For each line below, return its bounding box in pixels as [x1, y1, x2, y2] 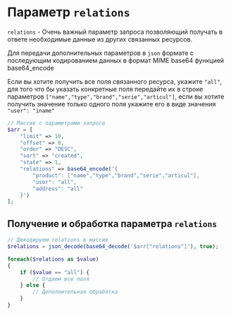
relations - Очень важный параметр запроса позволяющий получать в [7, 27, 223, 36]
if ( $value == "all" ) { [20, 268, 90, 276]
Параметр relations [7, 4, 130, 20]
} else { [20, 282, 46, 289]
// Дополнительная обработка [32, 288, 118, 296]
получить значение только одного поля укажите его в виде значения [7, 99, 216, 108]
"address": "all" [32, 185, 83, 192]
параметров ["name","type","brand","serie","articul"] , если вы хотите [7, 92, 225, 101]
